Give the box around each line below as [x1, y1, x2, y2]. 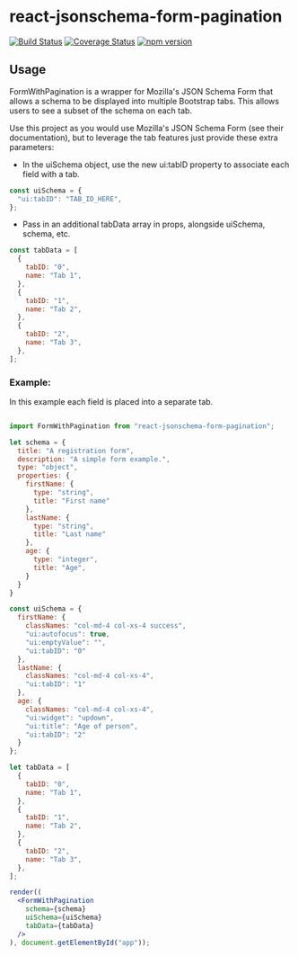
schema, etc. [22, 228, 71, 239]
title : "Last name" [32, 530, 106, 539]
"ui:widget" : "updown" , [25, 713, 115, 722]
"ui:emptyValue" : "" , [25, 638, 106, 647]
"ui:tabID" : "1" [25, 680, 87, 689]
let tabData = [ [9, 763, 70, 773]
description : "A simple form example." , [17, 454, 171, 464]
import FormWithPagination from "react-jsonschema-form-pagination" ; [9, 421, 276, 431]
